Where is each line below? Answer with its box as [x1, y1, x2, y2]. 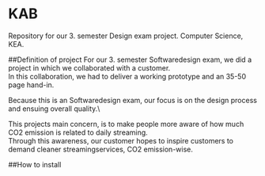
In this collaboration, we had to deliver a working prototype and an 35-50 [8, 71, 247, 81]
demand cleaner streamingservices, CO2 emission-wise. [8, 144, 194, 154]
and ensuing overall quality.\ [8, 104, 100, 113]
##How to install [8, 159, 62, 169]
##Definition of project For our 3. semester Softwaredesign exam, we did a [8, 55, 252, 64]
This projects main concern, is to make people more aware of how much [8, 119, 244, 128]
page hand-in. [8, 80, 55, 90]
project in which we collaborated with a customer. [8, 63, 171, 72]
